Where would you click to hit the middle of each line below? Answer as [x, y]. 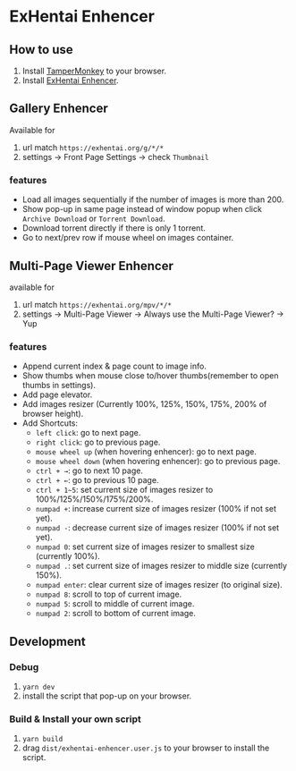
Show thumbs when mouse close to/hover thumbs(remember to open [150, 376]
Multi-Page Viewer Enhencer [92, 266]
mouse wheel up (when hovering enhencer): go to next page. [146, 452]
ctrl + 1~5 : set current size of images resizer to [124, 490]
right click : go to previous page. [98, 442]
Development [48, 641]
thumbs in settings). [59, 385]
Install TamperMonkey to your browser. [94, 71]
